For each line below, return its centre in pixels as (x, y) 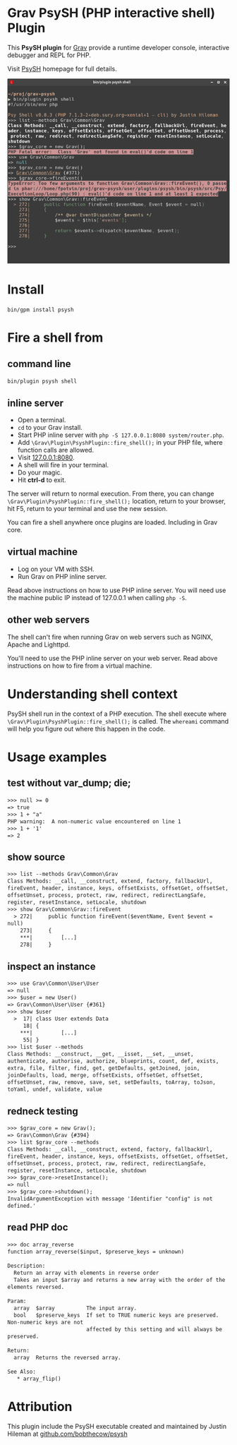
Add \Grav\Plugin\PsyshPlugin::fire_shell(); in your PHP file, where (120, 442)
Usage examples (57, 757)
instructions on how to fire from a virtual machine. (80, 666)
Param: (17, 1301)
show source (36, 857)
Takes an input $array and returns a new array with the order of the (120, 1280)
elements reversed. (36, 1287)
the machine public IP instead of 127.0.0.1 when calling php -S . (97, 597)
